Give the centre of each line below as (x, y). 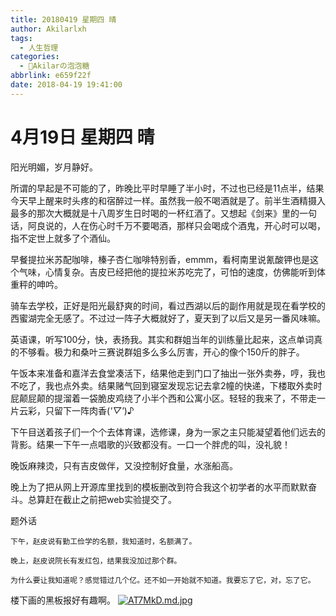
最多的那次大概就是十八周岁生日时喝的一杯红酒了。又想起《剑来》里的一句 (163, 213)
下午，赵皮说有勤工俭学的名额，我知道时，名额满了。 (103, 541)
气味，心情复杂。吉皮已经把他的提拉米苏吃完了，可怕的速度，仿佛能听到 (167, 272)
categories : (35, 57)
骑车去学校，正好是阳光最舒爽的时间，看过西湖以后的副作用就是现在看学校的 (168, 305)
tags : (21, 38)
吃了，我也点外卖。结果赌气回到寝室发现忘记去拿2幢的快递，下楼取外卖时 (170, 385)
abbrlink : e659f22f (51, 76)
